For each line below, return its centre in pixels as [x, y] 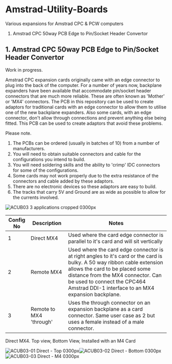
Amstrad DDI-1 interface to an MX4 [111, 288]
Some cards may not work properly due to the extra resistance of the [85, 175]
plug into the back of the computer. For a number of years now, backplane [84, 85]
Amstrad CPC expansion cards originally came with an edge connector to [83, 80]
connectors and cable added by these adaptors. [63, 181]
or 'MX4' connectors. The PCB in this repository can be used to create [79, 101]
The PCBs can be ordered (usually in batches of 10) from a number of [86, 143]
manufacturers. [29, 148]
